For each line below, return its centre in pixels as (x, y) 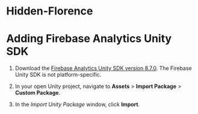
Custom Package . (38, 93)
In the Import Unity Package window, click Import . (77, 104)
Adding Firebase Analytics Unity (89, 39)
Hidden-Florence (50, 11)
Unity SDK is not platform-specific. (58, 75)
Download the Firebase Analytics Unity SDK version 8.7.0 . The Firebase (104, 68)
